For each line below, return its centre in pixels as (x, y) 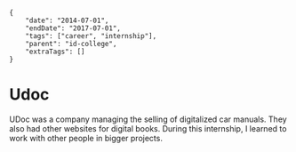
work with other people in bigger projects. (86, 138)
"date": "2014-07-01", (67, 20)
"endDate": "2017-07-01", (73, 28)
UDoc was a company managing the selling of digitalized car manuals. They (148, 119)
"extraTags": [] (56, 52)
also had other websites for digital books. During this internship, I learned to (148, 128)
